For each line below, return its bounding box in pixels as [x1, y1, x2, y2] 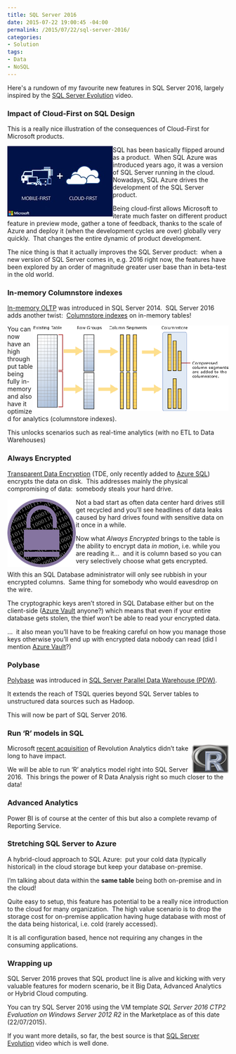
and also [7, 392, 32, 401]
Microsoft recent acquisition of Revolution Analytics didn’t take [7, 744, 189, 753]
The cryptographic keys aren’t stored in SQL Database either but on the [7, 598, 214, 607]
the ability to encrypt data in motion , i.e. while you [76, 541, 221, 550]
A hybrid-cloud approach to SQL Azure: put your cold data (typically [7, 855, 206, 863]
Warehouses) [7, 436, 46, 444]
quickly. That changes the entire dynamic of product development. [7, 234, 202, 243]
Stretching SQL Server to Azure [7, 839, 117, 848]
